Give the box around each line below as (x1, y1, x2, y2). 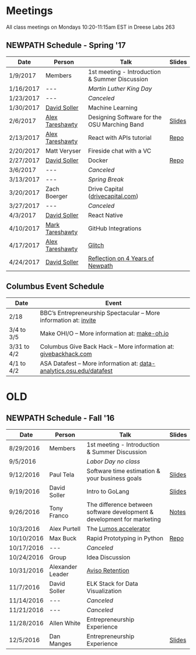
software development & (86, 507, 154, 516)
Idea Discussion (86, 553, 131, 561)
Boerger (45, 192, 68, 200)
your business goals (86, 474, 142, 482)
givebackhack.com (40, 349, 92, 358)
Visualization (86, 587, 122, 595)
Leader (49, 570, 69, 578)
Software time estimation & (86, 467, 160, 475)
